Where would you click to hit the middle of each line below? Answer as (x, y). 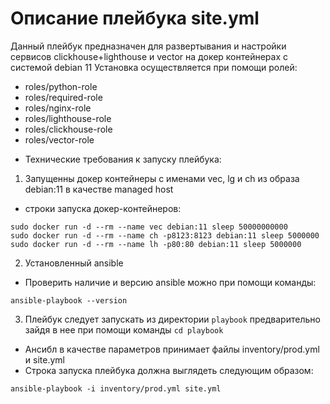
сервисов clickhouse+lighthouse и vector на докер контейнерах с (149, 56)
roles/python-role (61, 86)
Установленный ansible (74, 263)
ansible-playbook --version (69, 300)
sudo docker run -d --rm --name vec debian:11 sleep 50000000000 (149, 227)
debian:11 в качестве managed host (99, 189)
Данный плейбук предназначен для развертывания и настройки (148, 46)
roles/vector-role (59, 139)
